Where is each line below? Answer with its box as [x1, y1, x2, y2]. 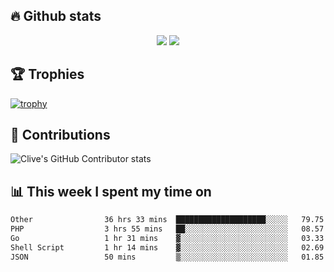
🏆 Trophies [10, 66, 85, 83]
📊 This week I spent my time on [10, 183, 212, 200]
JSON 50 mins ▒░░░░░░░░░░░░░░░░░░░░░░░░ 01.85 [10, 252, 325, 262]
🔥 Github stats [10, 8, 102, 25]
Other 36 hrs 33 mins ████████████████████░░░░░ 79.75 [10, 215, 325, 225]
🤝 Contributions [10, 127, 111, 144]
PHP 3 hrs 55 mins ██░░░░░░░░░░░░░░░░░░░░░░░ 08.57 [10, 224, 325, 234]
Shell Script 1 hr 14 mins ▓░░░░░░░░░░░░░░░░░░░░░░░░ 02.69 [10, 242, 325, 253]
